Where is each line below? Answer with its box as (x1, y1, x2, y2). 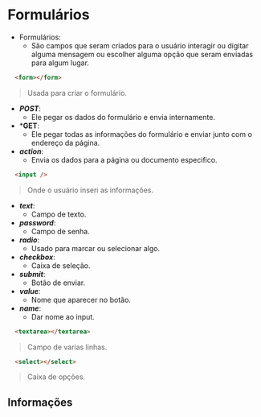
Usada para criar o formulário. (27, 88, 128, 97)
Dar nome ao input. (31, 312, 96, 321)
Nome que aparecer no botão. (31, 295, 132, 304)
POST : (18, 103, 42, 114)
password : (18, 217, 56, 227)
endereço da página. (31, 138, 100, 147)
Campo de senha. (31, 226, 90, 236)
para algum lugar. (31, 58, 90, 68)
